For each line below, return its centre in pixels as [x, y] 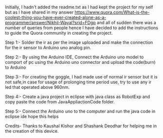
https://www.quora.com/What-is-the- [112, 12]
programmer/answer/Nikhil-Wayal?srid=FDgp [50, 22]
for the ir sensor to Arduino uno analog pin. [48, 48]
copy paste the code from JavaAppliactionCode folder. [60, 102]
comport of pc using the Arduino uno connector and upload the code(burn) [80, 62]
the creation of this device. [32, 131]
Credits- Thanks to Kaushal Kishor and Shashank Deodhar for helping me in [81, 126]
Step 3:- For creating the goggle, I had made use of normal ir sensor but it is [81, 77]
